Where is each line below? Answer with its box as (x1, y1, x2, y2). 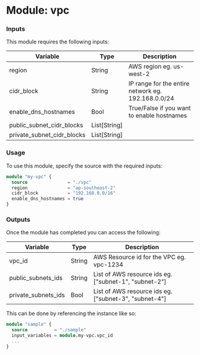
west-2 (128, 70, 150, 78)
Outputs (6, 215, 31, 224)
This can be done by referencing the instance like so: (6, 310, 137, 317)
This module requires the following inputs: (6, 38, 110, 45)
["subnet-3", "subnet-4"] (93, 295, 167, 303)
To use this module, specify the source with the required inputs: (6, 162, 162, 169)
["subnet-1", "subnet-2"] (93, 278, 167, 286)
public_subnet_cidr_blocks (9, 121, 83, 130)
